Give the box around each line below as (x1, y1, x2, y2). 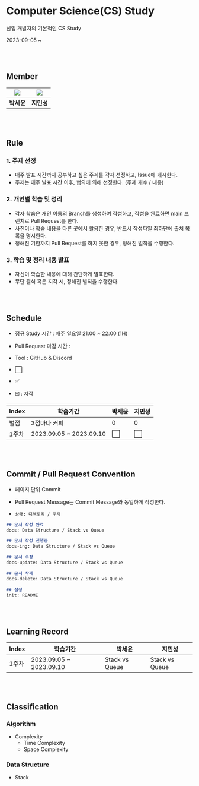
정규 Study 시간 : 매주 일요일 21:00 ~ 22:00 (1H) (14, 330, 128, 337)
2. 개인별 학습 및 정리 (6, 195, 63, 203)
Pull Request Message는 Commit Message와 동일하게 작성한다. (14, 498, 166, 506)
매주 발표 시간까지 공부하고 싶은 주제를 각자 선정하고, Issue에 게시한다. (14, 171, 178, 179)
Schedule (6, 313, 43, 323)
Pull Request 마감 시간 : (14, 342, 71, 349)
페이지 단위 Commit (14, 485, 61, 493)
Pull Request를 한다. (30, 217, 79, 224)
